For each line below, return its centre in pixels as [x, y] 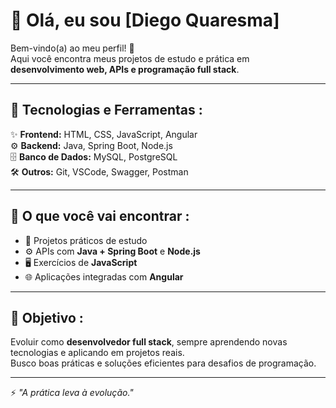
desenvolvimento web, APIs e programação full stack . [125, 69]
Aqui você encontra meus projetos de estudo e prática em [130, 58]
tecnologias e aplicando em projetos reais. [97, 353]
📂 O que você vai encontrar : [100, 216]
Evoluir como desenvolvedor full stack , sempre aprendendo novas [149, 342]
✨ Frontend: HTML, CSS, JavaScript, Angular [104, 134]
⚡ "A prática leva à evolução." [72, 393]
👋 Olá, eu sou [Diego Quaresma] [145, 20]
